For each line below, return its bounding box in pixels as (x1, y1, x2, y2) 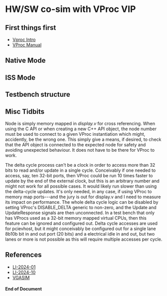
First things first (5, 23, 56, 32)
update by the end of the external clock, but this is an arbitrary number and (5, 178, 160, 184)
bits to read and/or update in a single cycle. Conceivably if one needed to (5, 167, 156, 173)
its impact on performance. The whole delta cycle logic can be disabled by (5, 199, 159, 205)
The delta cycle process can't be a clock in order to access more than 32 (5, 162, 156, 168)
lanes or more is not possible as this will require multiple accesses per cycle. (5, 236, 163, 242)
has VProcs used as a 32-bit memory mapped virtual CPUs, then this (5, 215, 147, 221)
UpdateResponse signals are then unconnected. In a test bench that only (5, 210, 155, 216)
